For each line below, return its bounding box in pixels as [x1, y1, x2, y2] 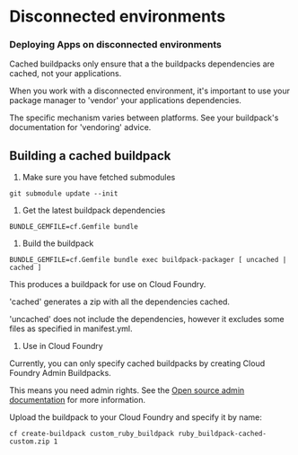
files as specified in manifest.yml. [9, 323, 133, 334]
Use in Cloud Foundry [22, 341, 103, 352]
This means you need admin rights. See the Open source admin [9, 385, 245, 396]
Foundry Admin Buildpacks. [9, 368, 112, 379]
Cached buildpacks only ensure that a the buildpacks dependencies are [9, 58, 276, 69]
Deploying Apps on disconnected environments [9, 39, 223, 51]
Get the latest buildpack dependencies [22, 205, 166, 216]
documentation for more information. [9, 395, 146, 406]
